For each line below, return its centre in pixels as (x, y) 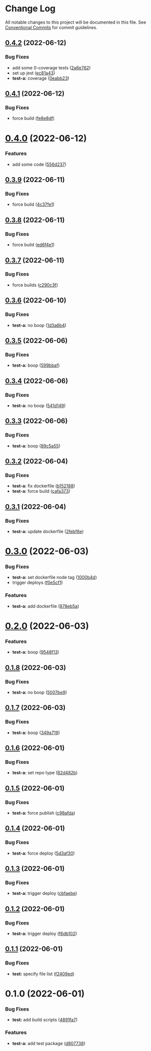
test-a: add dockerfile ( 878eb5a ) (46, 606)
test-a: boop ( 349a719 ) (36, 733)
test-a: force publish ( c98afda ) (44, 813)
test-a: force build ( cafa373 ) (41, 491)
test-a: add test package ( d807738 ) (49, 1043)
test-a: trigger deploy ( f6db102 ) (45, 934)
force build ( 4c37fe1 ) (33, 204)
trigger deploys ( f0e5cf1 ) (37, 583)
